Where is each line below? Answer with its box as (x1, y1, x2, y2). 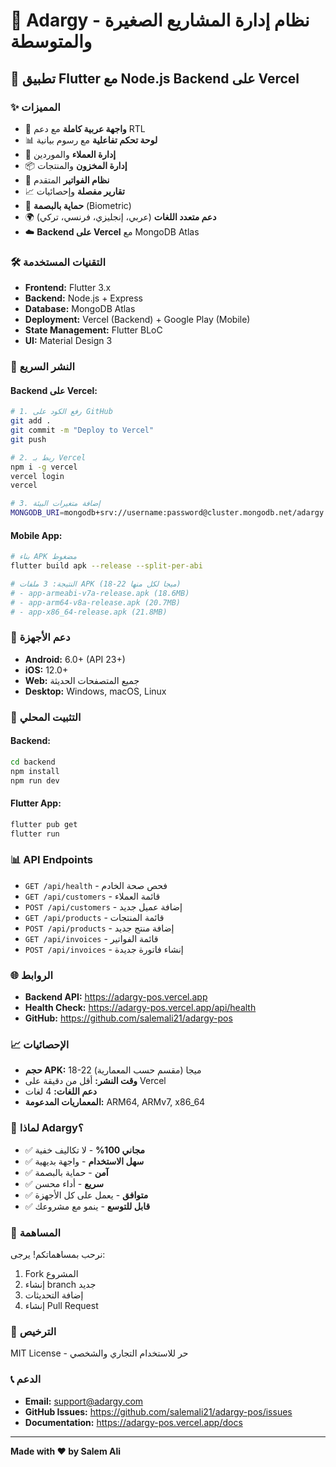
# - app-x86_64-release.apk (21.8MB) (10, 607, 168, 617)
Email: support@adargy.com (24, 1395, 144, 1407)
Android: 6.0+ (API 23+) (24, 653, 126, 665)
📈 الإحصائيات (10, 1038, 70, 1052)
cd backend (10, 757, 56, 767)
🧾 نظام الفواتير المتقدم (24, 174, 110, 186)
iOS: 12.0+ (24, 664, 69, 676)
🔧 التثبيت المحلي (10, 710, 82, 724)
